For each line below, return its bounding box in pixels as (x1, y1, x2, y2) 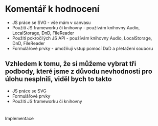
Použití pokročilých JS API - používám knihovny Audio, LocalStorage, (12, 35, 153, 41)
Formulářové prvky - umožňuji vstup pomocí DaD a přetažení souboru (12, 45, 153, 51)
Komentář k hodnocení (5, 3, 100, 15)
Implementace (5, 115, 34, 121)
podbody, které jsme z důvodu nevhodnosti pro (5, 67, 153, 76)
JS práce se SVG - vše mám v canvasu (12, 20, 91, 25)
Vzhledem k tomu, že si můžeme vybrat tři (5, 60, 136, 68)
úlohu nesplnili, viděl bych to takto (5, 75, 112, 84)
